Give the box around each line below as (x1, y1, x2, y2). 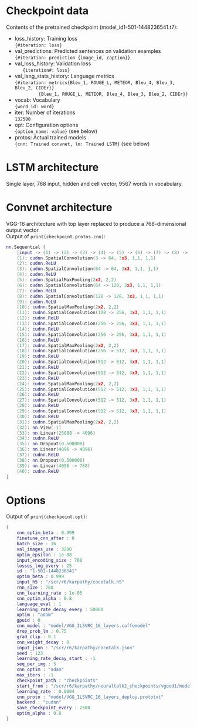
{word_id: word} (14, 104, 55, 109)
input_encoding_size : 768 (16, 557, 83, 563)
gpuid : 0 (16, 618, 41, 623)
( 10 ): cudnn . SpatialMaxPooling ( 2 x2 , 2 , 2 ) (16, 304, 120, 310)
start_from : (16, 683, 49, 689)
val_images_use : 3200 (16, 546, 72, 552)
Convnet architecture (6, 201, 113, 214)
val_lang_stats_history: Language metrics (14, 72, 114, 79)
